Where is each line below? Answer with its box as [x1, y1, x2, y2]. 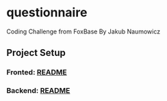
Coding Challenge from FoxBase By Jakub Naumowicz [6, 27, 161, 35]
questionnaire [6, 5, 88, 20]
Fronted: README [6, 68, 67, 77]
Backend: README [6, 86, 70, 96]
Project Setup [6, 47, 66, 59]
